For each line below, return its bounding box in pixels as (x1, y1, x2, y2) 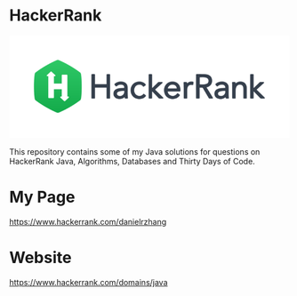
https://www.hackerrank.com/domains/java (9, 276, 168, 287)
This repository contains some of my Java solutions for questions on (9, 147, 261, 157)
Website (9, 248, 72, 268)
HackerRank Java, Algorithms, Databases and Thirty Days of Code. (9, 156, 255, 167)
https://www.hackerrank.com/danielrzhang (9, 217, 167, 227)
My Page (9, 188, 76, 207)
